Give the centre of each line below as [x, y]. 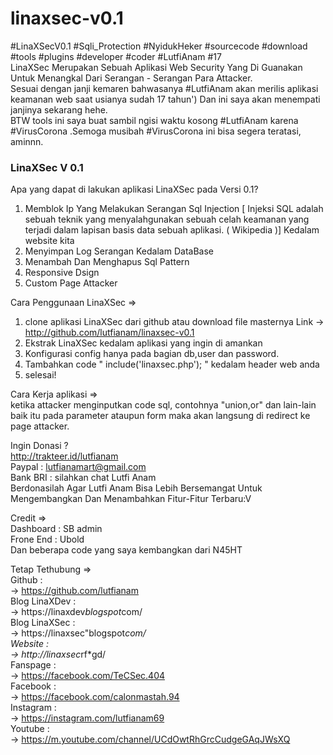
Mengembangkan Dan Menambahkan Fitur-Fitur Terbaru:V [131, 499]
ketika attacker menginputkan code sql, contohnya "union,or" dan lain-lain [163, 405]
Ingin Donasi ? [39, 446]
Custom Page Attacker [71, 283]
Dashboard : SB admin [56, 529]
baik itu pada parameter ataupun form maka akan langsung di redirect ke [160, 416]
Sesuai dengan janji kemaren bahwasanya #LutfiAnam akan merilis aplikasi [164, 88]
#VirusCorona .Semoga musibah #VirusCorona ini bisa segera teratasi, [156, 131]
